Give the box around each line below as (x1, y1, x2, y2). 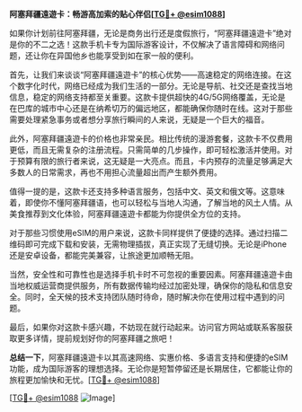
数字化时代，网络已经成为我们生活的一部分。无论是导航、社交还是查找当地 (16, 81, 293, 91)
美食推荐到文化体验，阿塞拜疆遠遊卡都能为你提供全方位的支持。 (9, 208, 245, 219)
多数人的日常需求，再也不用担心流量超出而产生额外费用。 (9, 167, 222, 178)
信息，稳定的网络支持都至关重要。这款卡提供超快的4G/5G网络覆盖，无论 (9, 92, 279, 102)
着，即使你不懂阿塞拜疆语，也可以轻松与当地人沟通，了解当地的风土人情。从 (9, 197, 293, 207)
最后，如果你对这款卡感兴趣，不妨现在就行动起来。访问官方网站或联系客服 (9, 322, 285, 332)
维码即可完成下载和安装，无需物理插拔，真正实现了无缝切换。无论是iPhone (9, 239, 288, 250)
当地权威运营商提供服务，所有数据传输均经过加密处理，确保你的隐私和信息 (9, 280, 285, 291)
